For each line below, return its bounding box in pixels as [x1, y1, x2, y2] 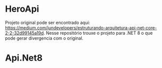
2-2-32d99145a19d [5, 30, 44, 36]
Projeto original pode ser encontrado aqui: [5, 20, 91, 25]
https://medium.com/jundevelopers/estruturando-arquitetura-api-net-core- [5, 24, 157, 30]
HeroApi [5, 3, 39, 15]
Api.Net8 [5, 52, 43, 64]
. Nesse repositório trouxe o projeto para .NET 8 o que [43, 30, 153, 36]
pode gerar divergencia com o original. [5, 35, 84, 41]
